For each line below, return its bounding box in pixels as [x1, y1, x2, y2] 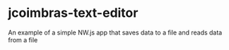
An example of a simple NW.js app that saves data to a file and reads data [8, 28, 223, 37]
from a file [8, 35, 38, 44]
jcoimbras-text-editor [8, 5, 139, 21]
